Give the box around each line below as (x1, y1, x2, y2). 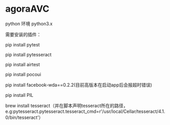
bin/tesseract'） (9, 114, 43, 120)
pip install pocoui (5, 71, 41, 77)
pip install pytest (5, 41, 40, 47)
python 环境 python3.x (5, 20, 53, 27)
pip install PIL (5, 92, 34, 98)
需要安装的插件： (5, 31, 41, 37)
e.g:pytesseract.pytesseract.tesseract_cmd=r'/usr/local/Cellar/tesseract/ (5, 108, 159, 114)
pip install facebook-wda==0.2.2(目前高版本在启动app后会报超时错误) (5, 82, 152, 88)
